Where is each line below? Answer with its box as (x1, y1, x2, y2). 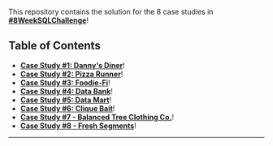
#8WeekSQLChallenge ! (8, 15, 89, 25)
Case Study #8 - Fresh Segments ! (19, 121, 136, 131)
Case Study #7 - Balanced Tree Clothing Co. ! (19, 112, 175, 122)
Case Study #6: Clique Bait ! (19, 103, 115, 113)
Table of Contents (8, 39, 102, 53)
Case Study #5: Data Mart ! (19, 95, 112, 105)
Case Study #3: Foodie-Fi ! (19, 77, 111, 88)
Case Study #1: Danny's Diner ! (19, 60, 125, 70)
